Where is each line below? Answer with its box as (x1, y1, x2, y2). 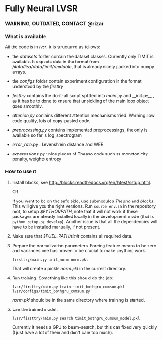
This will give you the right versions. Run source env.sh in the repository (12, 203, 156, 209)
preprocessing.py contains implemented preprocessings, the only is (12, 127, 147, 133)
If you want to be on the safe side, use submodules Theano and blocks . (12, 198, 155, 204)
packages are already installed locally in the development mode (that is (12, 214, 154, 219)
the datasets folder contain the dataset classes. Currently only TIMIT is (12, 54, 154, 60)
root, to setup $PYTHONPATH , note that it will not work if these (12, 208, 138, 214)
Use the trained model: (12, 306, 58, 312)
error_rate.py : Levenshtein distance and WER (12, 141, 104, 148)
